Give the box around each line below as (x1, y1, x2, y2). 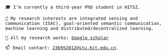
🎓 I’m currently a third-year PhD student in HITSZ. (5, 4, 141, 10)
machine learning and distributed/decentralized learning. (5, 25, 154, 31)
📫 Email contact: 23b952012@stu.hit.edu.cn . (5, 45, 119, 50)
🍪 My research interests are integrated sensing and (5, 15, 138, 21)
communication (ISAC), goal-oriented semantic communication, (5, 20, 162, 26)
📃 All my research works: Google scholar (5, 35, 109, 40)
